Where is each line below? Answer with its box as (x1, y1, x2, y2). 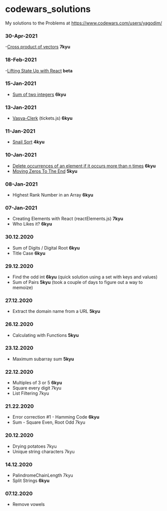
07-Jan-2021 (5, 204, 37, 211)
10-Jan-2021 (5, 151, 37, 158)
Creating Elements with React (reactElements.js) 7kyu (12, 216, 124, 222)
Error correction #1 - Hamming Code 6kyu (12, 414, 100, 420)
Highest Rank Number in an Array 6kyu (12, 192, 94, 198)
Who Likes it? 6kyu (12, 221, 52, 227)
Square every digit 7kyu (12, 385, 61, 391)
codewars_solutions (5, 3, 91, 15)
